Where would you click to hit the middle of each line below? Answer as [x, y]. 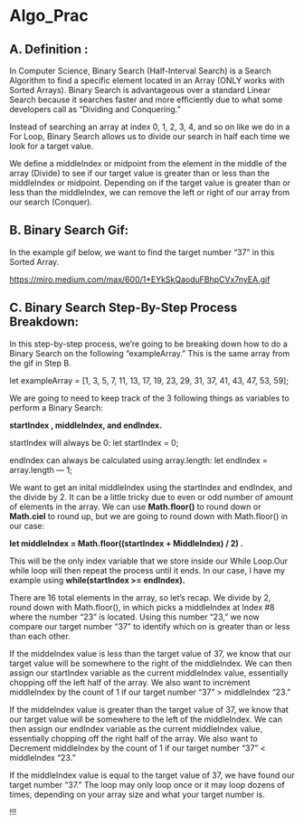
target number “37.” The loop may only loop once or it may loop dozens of [147, 784]
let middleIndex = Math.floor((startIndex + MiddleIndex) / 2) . [127, 543]
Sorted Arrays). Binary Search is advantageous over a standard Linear [140, 90]
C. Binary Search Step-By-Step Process [123, 308]
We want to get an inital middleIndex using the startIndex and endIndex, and [151, 487]
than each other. [40, 636]
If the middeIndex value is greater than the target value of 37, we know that [149, 709]
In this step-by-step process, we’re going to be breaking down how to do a [148, 344]
